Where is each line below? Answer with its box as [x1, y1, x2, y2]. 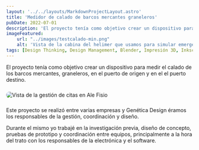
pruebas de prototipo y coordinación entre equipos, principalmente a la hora [6, 130, 192, 138]
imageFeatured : [6, 31, 44, 37]
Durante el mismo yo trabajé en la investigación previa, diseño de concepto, [6, 124, 191, 131]
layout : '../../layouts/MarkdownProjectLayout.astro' [6, 8, 142, 15]
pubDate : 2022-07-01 [6, 20, 57, 25]
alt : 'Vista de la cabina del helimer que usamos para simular [17, 42, 176, 48]
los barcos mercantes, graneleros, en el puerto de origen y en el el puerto [6, 69, 187, 77]
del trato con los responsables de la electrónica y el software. [6, 137, 157, 144]
